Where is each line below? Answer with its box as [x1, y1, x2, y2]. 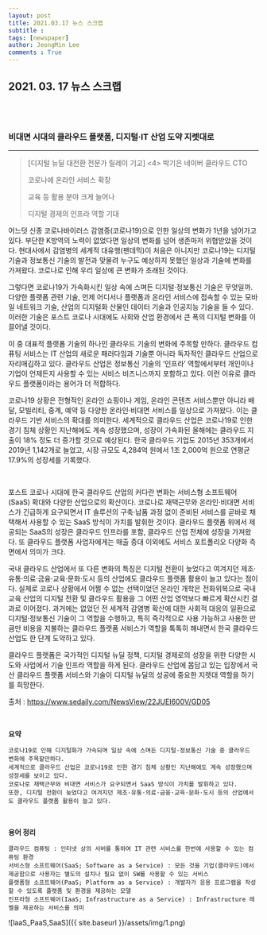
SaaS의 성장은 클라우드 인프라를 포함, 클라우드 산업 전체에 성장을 [29, 527, 230, 537]
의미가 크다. [29, 547, 66, 557]
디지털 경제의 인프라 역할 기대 [27, 209, 119, 218]
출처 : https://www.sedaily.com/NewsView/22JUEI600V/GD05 [8, 697, 211, 707]
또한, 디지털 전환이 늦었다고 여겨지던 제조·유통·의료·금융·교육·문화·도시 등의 [8, 789, 229, 797]
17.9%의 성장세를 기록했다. [8, 455, 91, 465]
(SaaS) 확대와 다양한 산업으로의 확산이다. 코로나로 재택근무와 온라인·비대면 [8, 497, 240, 507]
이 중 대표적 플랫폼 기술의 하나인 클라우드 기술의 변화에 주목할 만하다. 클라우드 [8, 339, 250, 349]
